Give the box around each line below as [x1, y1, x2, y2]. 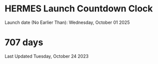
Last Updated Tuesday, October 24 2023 [4, 53, 89, 59]
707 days [4, 37, 43, 48]
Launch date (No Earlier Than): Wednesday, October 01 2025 [4, 19, 130, 25]
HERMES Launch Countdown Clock [4, 3, 153, 14]
